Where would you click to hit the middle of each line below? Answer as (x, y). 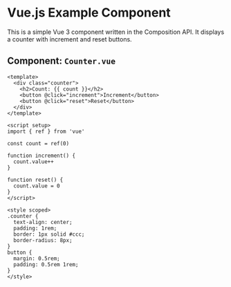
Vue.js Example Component (89, 13)
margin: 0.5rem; (37, 258)
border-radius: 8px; (43, 240)
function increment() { (41, 156)
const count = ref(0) (38, 143)
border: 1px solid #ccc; (49, 234)
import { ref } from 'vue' (46, 131)
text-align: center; (43, 222)
